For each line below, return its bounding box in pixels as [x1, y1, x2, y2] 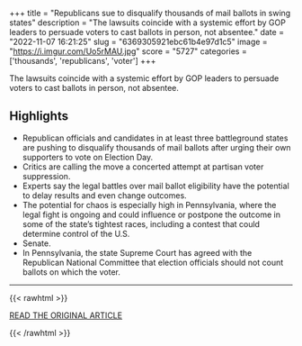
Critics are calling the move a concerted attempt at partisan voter [22, 161, 264, 172]
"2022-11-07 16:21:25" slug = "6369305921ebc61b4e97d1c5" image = [9, 36, 268, 47]
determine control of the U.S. [22, 228, 130, 239]
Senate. [22, 238, 51, 249]
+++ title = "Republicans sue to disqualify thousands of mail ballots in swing [9, 8, 291, 18]
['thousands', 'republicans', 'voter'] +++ [9, 56, 156, 66]
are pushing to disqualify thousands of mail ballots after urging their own [22, 141, 291, 152]
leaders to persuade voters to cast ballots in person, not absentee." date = [9, 27, 285, 37]
